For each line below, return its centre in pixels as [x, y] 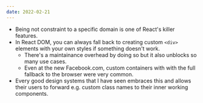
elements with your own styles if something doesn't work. [88, 48]
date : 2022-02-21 [28, 12]
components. [32, 93]
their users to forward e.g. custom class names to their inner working [101, 87]
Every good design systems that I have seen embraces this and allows [103, 81]
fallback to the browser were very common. [79, 74]
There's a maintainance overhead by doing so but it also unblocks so [110, 55]
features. [26, 35]
